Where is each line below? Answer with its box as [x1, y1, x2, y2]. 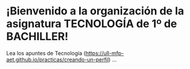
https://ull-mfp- [85, 49, 124, 56]
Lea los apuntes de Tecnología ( [6, 49, 86, 56]
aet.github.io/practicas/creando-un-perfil [6, 56, 109, 63]
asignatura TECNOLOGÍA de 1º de [6, 17, 177, 31]
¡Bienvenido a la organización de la [6, 4, 185, 18]
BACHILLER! [6, 30, 69, 43]
